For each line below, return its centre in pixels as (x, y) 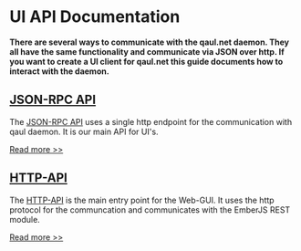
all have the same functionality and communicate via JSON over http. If (147, 51)
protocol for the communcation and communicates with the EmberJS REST (150, 209)
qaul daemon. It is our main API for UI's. (84, 131)
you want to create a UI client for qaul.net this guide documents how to (146, 61)
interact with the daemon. (59, 71)
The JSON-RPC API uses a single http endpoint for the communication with (151, 121)
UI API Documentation (95, 17)
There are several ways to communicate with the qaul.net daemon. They (150, 42)
